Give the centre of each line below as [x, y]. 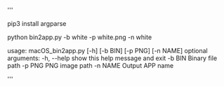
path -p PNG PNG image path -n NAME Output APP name [91, 65]
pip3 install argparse [37, 23]
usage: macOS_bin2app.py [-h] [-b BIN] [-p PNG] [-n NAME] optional [108, 51]
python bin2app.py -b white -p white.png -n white [80, 37]
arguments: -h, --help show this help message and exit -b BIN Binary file [112, 58]
